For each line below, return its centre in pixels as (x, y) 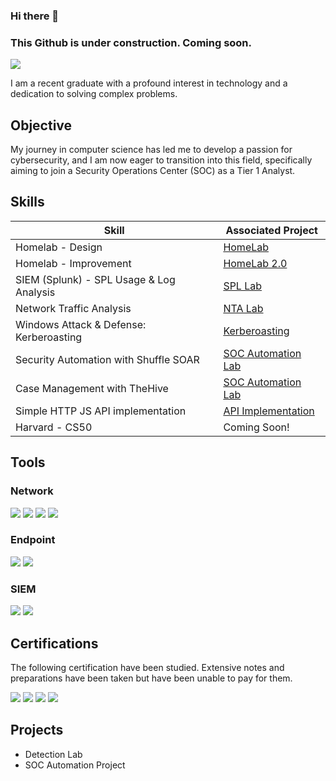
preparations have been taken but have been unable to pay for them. (151, 678)
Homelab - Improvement (73, 263)
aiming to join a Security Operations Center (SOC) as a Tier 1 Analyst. (153, 171)
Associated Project (271, 230)
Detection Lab (53, 754)
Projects (37, 730)
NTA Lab (243, 308)
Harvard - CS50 (54, 427)
